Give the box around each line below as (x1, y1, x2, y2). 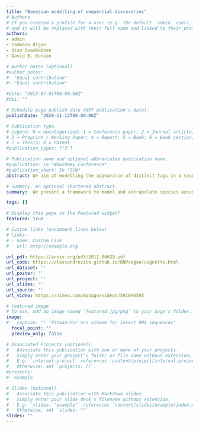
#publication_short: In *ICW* (6, 167, 81, 173)
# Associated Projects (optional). (6, 341, 94, 347)
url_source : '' (6, 287, 44, 293)
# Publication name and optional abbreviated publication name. (6, 156, 168, 162)
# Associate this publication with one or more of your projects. (6, 347, 179, 353)
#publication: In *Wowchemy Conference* (6, 161, 108, 167)
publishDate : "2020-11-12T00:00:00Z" (6, 112, 99, 119)
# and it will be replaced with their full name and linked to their (6, 25, 182, 31)
